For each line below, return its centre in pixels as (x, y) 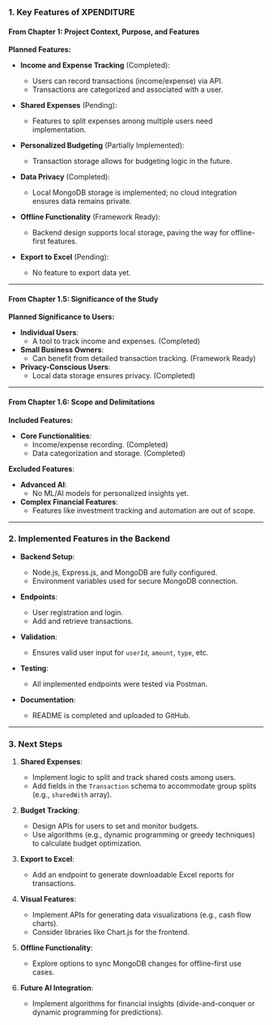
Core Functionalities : (56, 436)
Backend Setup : (47, 556)
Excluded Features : (42, 468)
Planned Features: (40, 50)
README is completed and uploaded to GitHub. (111, 715)
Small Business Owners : (62, 350)
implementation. (59, 130)
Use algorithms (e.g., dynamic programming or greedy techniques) (144, 835)
